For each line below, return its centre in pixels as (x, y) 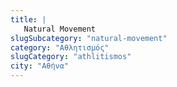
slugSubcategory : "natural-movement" (89, 38)
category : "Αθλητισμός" (60, 47)
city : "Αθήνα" (40, 66)
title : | (28, 19)
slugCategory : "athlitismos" (71, 57)
